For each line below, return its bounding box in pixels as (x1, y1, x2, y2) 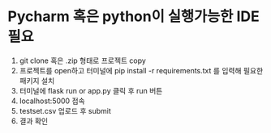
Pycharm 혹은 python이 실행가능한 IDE (7, 7, 260, 26)
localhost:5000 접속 (19, 96, 86, 106)
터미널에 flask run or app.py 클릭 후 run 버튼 (19, 85, 163, 95)
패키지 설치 (19, 76, 55, 85)
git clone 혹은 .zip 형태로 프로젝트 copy (19, 56, 147, 65)
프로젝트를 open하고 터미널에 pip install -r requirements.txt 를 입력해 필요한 (19, 65, 264, 75)
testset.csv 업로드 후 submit (19, 106, 111, 115)
